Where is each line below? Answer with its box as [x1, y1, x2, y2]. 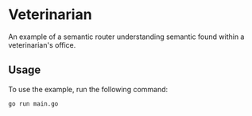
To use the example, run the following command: [8, 84, 169, 94]
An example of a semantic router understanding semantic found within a [8, 32, 245, 41]
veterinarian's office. [8, 40, 76, 49]
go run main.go [8, 99, 59, 108]
